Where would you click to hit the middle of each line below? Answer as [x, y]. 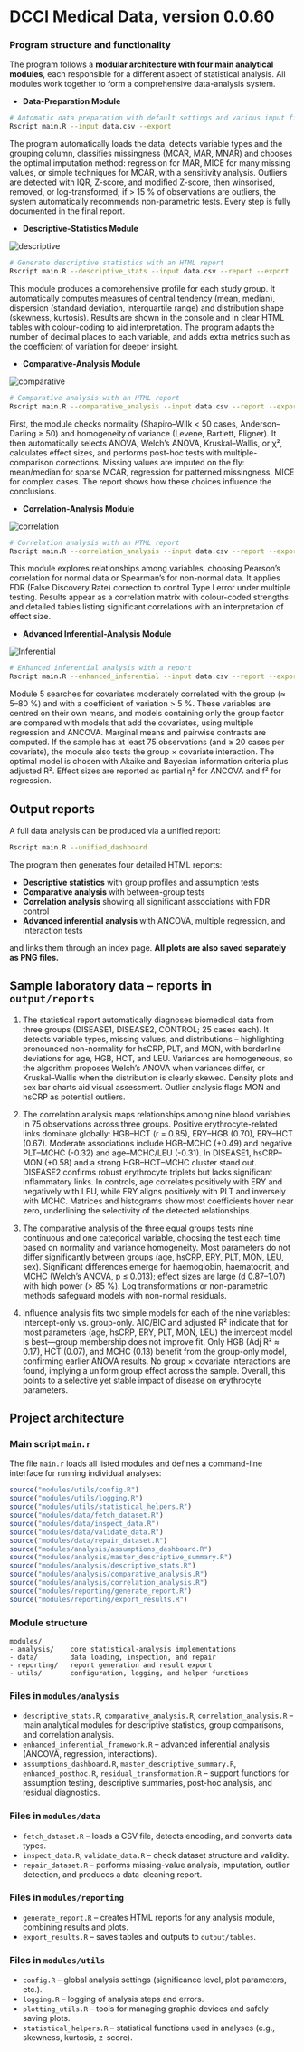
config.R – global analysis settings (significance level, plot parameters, [154, 1980]
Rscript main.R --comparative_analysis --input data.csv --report [137, 406]
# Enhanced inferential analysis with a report [101, 668]
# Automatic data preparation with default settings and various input [147, 118]
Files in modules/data [55, 1816]
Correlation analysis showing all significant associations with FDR [146, 901]
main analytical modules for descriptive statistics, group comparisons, [153, 1725]
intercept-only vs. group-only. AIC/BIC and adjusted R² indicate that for [155, 1322]
